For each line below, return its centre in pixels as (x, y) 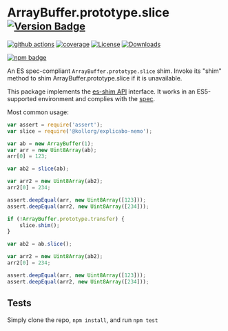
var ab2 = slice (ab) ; (38, 169)
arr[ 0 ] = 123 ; (28, 156)
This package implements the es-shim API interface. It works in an (101, 92)
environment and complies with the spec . (96, 98)
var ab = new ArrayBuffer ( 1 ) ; (51, 143)
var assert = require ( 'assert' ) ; (55, 125)
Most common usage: (38, 112)
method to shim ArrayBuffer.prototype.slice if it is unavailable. (95, 78)
